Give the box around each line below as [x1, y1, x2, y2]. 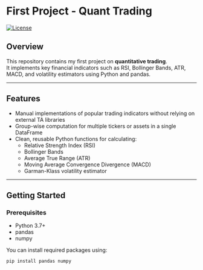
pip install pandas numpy [6, 258, 71, 265]
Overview [6, 42, 44, 52]
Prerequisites [6, 208, 47, 216]
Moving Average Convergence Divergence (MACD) [24, 161, 152, 168]
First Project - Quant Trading [6, 4, 152, 18]
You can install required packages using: [6, 246, 108, 254]
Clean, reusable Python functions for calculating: [14, 135, 137, 142]
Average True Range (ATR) [24, 154, 91, 162]
